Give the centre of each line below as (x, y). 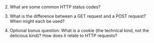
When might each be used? (37, 21)
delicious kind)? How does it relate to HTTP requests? (63, 36)
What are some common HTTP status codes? (55, 7)
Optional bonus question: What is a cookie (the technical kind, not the (79, 30)
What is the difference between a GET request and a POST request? (78, 16)
